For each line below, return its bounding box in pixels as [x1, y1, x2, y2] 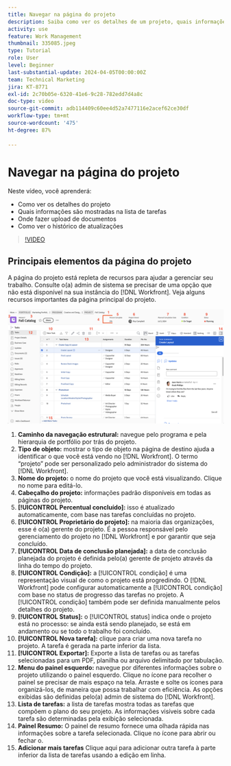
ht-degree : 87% [8, 127, 51, 134]
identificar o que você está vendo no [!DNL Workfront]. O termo [17, 453, 198, 461]
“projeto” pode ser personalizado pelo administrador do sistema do [17, 459, 208, 468]
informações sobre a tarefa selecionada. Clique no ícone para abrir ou [17, 729, 216, 737]
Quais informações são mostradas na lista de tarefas [17, 208, 167, 216]
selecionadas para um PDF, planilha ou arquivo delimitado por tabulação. [17, 656, 224, 665]
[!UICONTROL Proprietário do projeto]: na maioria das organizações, [17, 518, 215, 526]
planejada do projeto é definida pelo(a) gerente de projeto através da [17, 554, 213, 562]
